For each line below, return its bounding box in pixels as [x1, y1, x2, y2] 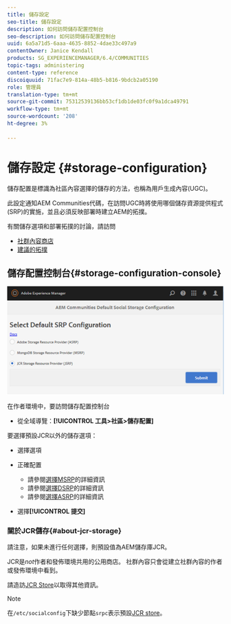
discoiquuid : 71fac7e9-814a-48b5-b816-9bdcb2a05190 [7, 76, 158, 83]
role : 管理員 [7, 83, 41, 91]
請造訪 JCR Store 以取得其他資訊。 [7, 581, 102, 589]
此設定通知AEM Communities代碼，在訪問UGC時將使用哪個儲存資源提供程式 [7, 198, 223, 207]
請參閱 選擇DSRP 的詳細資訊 [27, 483, 104, 492]
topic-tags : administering [7, 62, 85, 69]
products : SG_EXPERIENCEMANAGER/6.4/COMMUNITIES [7, 55, 149, 62]
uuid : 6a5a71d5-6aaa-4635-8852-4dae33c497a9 [7, 40, 137, 48]
